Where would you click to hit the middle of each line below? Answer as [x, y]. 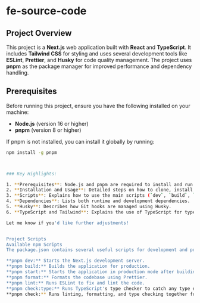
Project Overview [39, 33]
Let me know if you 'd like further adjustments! [68, 223]
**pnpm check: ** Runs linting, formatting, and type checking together [97, 294]
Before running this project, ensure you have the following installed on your [98, 106]
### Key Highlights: [32, 174]
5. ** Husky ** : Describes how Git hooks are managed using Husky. [89, 207]
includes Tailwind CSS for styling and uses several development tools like [97, 54]
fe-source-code [46, 11]
